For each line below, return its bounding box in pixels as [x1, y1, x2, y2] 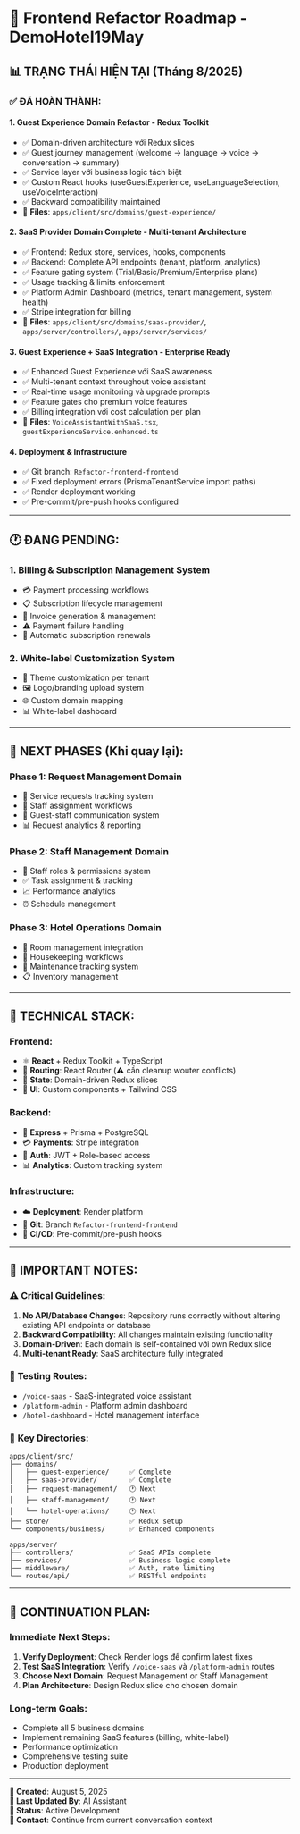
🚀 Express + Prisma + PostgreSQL [21, 1126, 149, 1138]
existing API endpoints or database [21, 1319, 152, 1330]
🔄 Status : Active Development [9, 1805, 121, 1816]
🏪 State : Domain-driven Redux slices [21, 1074, 158, 1085]
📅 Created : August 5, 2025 [9, 1787, 108, 1797]
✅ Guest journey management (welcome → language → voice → [21, 147, 260, 157]
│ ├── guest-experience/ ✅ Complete [9, 1468, 171, 1477]
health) [21, 297, 49, 307]
